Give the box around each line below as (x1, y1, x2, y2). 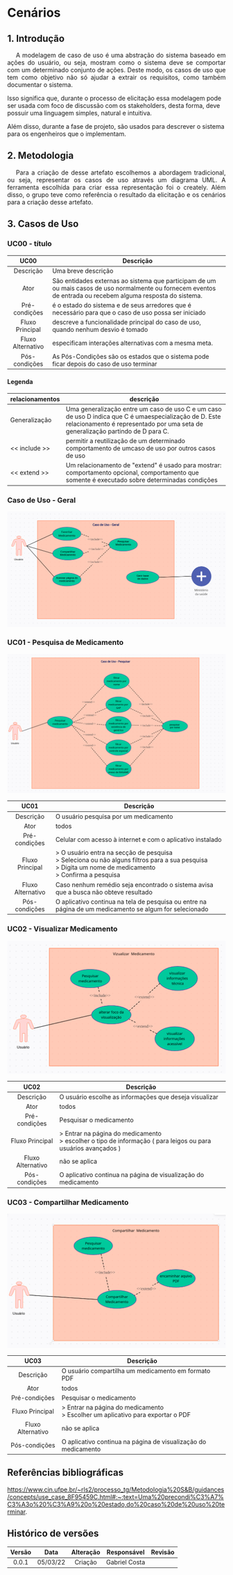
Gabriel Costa (106, 1558, 146, 1567)
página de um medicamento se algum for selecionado (55, 904, 209, 913)
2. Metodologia (7, 150, 74, 161)
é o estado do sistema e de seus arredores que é (51, 301, 192, 309)
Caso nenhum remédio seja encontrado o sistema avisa (55, 880, 214, 888)
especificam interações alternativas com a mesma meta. (51, 339, 214, 347)
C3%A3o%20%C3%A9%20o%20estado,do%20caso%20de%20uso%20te (7, 1500, 225, 1508)
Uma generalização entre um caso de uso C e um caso (65, 405, 222, 413)
